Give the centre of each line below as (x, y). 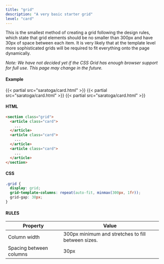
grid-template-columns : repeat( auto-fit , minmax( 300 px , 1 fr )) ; (75, 193)
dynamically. (18, 53)
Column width (24, 237)
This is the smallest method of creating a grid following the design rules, (78, 33)
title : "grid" (20, 10)
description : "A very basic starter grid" (49, 14)
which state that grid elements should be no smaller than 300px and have (79, 38)
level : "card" (20, 19)
